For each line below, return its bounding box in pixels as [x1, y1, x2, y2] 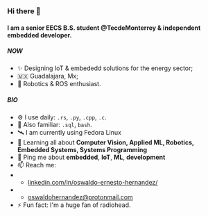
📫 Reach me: [17, 161, 57, 169]
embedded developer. [7, 31, 72, 39]
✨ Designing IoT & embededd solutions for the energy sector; [17, 64, 193, 72]
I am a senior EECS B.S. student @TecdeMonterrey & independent [7, 24, 201, 32]
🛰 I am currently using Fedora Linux [17, 128, 121, 137]
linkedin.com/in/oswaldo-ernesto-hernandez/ [27, 178, 158, 187]
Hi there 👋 [7, 6, 42, 16]
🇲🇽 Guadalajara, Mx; [17, 72, 78, 81]
